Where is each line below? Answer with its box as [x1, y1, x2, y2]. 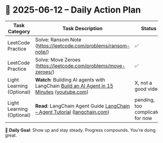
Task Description [62, 25, 103, 32]
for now [134, 114, 152, 121]
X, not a [134, 79, 152, 86]
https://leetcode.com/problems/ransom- [37, 42, 130, 49]
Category [8, 28, 31, 35]
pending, [134, 96, 155, 103]
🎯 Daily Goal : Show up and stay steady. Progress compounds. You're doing [5, 127, 156, 133]
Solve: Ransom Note [35, 36, 81, 43]
